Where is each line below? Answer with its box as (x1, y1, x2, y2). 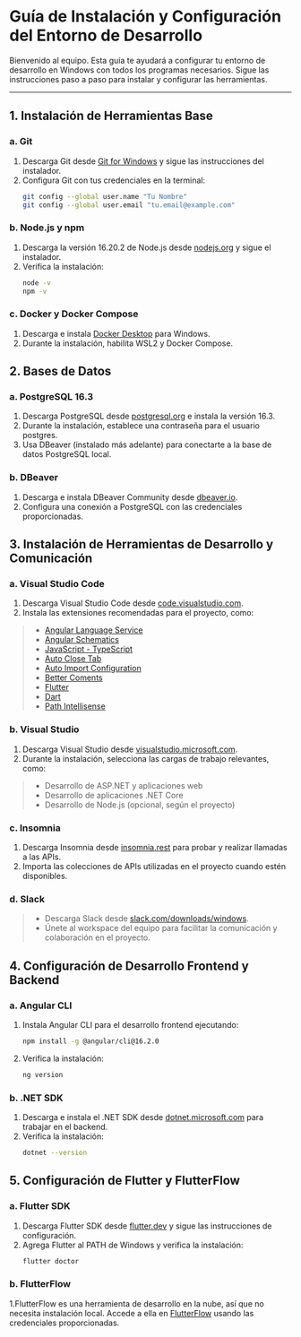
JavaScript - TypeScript (44, 643, 133, 655)
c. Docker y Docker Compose (9, 307, 139, 320)
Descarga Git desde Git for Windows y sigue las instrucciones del (21, 155, 264, 167)
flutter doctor (21, 1256, 80, 1265)
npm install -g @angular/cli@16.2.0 (21, 1037, 159, 1046)
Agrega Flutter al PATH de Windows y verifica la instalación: (21, 1239, 244, 1250)
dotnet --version (21, 1149, 88, 1158)
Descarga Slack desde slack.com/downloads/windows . (44, 913, 249, 924)
